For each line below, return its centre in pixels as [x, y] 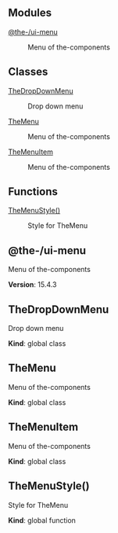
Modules [30, 13]
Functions [33, 192]
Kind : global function [42, 520]
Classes [28, 72]
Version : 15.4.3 [32, 285]
